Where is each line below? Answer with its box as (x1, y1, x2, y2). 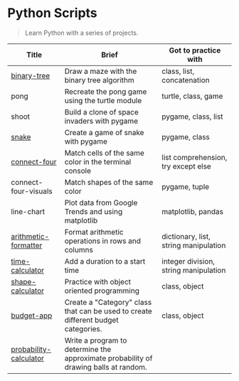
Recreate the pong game (64, 87, 147, 97)
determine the (64, 344, 112, 354)
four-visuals (11, 186, 53, 196)
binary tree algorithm (64, 75, 135, 85)
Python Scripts (7, 5, 97, 21)
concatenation (161, 75, 210, 85)
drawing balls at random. (64, 362, 147, 372)
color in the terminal (64, 156, 132, 166)
